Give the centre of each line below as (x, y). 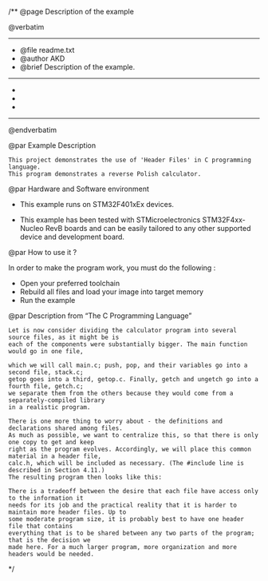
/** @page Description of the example (71, 12)
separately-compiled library (57, 400)
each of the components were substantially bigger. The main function (128, 344)
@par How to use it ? (43, 252)
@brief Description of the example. (77, 67)
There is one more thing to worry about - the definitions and (116, 421)
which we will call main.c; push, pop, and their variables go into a (128, 365)
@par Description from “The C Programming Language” (100, 316)
